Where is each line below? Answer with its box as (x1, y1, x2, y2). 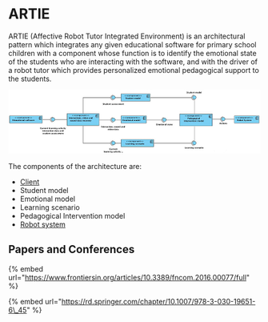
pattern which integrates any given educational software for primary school (8, 39, 257, 49)
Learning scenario (19, 202, 80, 212)
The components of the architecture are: (8, 161, 142, 171)
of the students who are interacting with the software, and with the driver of (8, 57, 258, 66)
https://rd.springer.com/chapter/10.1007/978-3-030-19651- (61, 296, 256, 306)
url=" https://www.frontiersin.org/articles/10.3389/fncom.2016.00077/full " (8, 272, 250, 282)
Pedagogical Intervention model (19, 211, 126, 220)
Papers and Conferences (8, 243, 135, 256)
